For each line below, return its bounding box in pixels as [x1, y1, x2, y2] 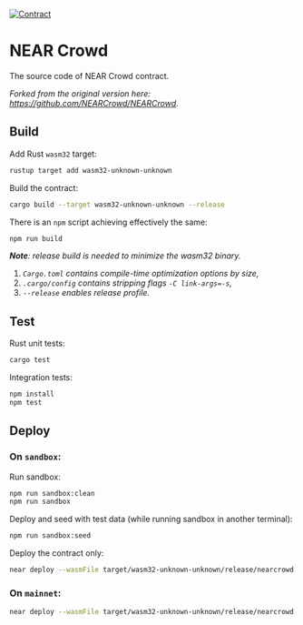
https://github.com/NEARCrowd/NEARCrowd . [9, 97, 179, 108]
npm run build [9, 234, 64, 243]
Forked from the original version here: [9, 87, 151, 99]
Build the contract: [9, 182, 79, 193]
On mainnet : [9, 587, 62, 600]
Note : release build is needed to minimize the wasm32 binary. [9, 250, 241, 261]
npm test [9, 398, 43, 407]
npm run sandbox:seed [9, 531, 92, 540]
